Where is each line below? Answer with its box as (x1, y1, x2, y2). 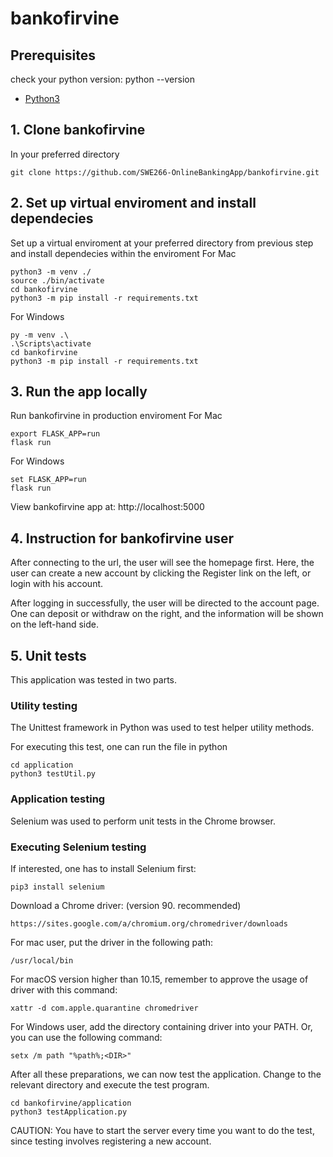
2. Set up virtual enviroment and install (10, 195, 257, 212)
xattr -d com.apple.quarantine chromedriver (10, 1003, 199, 1013)
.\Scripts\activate (10, 338, 92, 349)
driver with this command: (10, 983, 118, 996)
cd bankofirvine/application (10, 1098, 132, 1108)
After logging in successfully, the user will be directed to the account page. (10, 597, 320, 609)
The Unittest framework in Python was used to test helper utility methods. (10, 722, 315, 734)
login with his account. (10, 578, 104, 590)
